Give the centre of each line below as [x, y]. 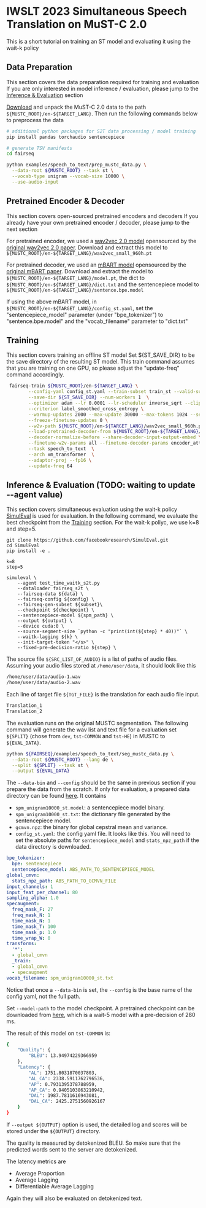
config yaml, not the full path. [44, 996]
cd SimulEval [23, 546]
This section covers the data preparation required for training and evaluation [103, 82]
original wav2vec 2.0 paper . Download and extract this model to [87, 247]
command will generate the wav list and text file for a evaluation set [91, 730]
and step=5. [21, 529]
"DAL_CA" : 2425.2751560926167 [67, 1101]
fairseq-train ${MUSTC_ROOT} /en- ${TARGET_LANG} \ [74, 386]
